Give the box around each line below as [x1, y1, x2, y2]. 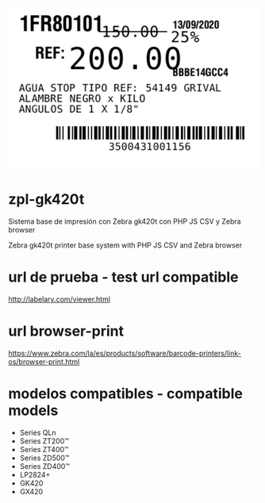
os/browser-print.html [8, 356, 80, 367]
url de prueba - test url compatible [8, 268, 240, 286]
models [8, 401, 59, 420]
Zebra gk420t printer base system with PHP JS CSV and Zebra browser [8, 240, 243, 250]
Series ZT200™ [19, 436, 69, 446]
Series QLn [19, 428, 57, 437]
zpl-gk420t [8, 190, 85, 209]
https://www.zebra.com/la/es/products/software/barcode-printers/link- [8, 348, 242, 358]
